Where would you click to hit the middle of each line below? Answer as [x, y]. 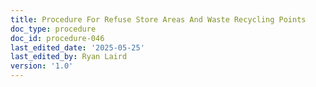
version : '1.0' [42, 66]
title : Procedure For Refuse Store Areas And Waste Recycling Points [158, 19]
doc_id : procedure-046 [57, 38]
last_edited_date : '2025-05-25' [77, 47]
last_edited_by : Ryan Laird [69, 57]
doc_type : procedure [53, 29]
